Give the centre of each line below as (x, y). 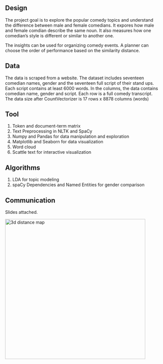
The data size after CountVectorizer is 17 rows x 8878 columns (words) (77, 99)
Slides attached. (21, 212)
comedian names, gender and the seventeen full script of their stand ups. (80, 83)
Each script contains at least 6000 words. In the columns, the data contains (82, 88)
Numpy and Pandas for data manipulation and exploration (71, 136)
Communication (30, 200)
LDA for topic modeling (36, 180)
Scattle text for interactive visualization (52, 152)
